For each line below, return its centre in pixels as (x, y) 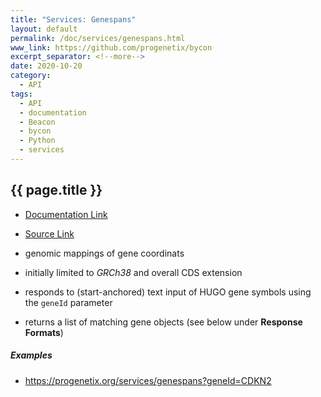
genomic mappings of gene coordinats (104, 253)
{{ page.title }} (56, 190)
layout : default (44, 29)
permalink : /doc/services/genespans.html (98, 38)
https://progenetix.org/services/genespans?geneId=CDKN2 (148, 380)
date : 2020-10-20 (46, 66)
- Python (37, 141)
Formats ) (44, 332)
